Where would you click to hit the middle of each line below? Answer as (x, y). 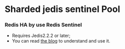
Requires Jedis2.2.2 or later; (41, 35)
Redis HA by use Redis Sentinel (43, 25)
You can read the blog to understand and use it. (61, 41)
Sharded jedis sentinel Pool (62, 9)
